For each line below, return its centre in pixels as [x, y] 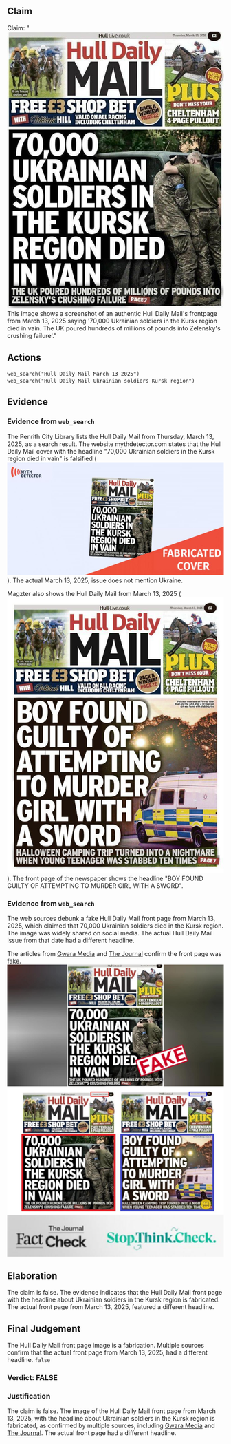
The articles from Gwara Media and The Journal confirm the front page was [114, 954]
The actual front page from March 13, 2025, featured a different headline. [111, 1307]
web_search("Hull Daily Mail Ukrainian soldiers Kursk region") [101, 381]
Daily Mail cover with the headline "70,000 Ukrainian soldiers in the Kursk [111, 451]
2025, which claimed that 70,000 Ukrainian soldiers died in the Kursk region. [115, 926]
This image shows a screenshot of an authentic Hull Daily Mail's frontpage [112, 314]
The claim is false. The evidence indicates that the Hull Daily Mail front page [115, 1293]
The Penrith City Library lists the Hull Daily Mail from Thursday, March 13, [111, 436]
